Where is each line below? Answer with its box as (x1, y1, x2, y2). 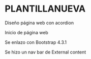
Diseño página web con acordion (5, 20, 74, 26)
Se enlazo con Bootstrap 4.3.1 (5, 39, 67, 45)
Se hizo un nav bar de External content (5, 49, 86, 55)
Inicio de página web (5, 29, 49, 35)
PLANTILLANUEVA (5, 3, 86, 15)
